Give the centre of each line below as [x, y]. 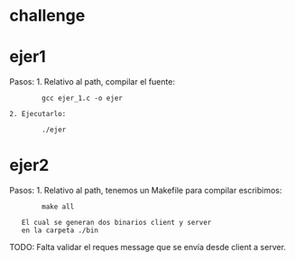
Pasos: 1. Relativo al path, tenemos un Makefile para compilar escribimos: [146, 191]
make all [58, 207]
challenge [47, 16]
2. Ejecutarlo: [38, 114]
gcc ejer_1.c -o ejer [83, 99]
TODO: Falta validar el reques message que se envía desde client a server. [148, 247]
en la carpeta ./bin [60, 230]
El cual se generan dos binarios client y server [116, 223]
